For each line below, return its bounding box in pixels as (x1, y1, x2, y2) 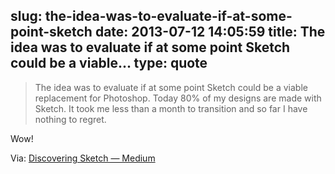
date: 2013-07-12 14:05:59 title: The (94, 24, 326, 41)
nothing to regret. (34, 113, 107, 125)
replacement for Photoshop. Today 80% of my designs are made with (34, 92, 322, 104)
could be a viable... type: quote (10, 55, 208, 72)
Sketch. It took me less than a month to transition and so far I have (34, 102, 308, 114)
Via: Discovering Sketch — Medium (10, 152, 156, 164)
